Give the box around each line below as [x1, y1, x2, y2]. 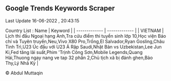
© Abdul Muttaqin [5, 70, 43, 76]
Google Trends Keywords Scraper [5, 4, 115, 13]
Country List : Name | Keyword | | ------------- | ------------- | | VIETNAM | [5, 28, 164, 34]
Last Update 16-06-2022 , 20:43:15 [5, 17, 80, 23]
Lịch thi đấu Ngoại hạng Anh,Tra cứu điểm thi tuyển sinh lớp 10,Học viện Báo [5, 33, 166, 39]
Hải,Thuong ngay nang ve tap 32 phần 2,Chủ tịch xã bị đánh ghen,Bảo [5, 55, 153, 61]
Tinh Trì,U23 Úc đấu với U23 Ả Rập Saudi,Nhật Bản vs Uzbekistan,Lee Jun [5, 43, 162, 50]
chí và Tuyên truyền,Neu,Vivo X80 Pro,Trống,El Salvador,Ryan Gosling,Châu [5, 38, 165, 44]
